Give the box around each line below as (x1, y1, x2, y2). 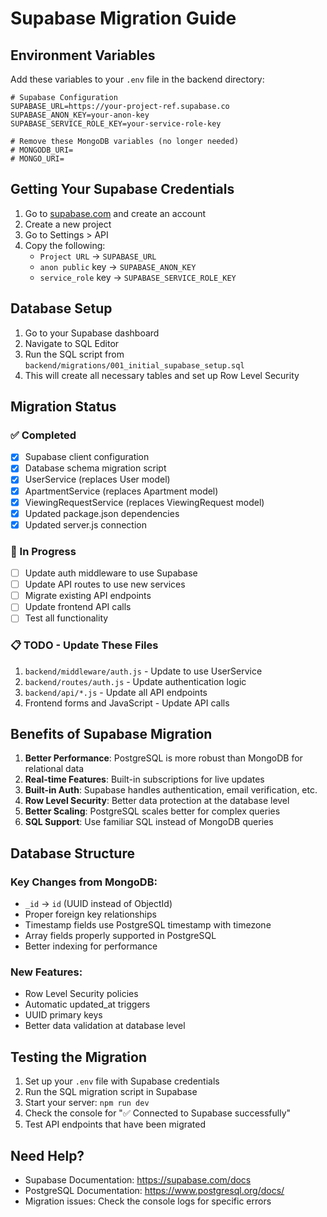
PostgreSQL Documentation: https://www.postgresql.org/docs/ (24, 1185, 285, 1197)
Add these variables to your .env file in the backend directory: (10, 73, 265, 85)
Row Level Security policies (24, 988, 139, 1000)
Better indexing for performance (24, 940, 158, 952)
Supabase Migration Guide (10, 7, 237, 30)
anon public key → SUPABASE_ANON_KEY (39, 260, 197, 272)
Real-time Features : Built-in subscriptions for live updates (24, 773, 265, 786)
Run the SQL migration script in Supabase (24, 1086, 198, 1098)
